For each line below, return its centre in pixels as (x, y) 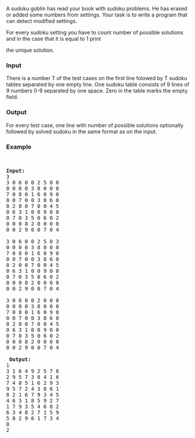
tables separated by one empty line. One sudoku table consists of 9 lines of (98, 84)
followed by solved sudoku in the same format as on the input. (82, 131)
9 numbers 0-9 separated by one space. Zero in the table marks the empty (97, 91)
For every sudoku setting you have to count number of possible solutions (95, 32)
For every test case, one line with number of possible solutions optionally (95, 125)
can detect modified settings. (42, 21)
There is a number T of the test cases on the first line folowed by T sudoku (97, 78)
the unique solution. (30, 50)
